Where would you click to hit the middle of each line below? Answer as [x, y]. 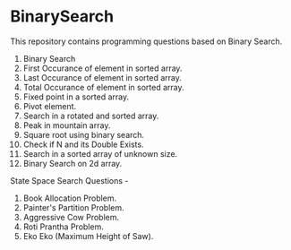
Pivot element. [50, 106]
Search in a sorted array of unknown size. [100, 153]
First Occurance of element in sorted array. [103, 68]
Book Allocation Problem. [70, 198]
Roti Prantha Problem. [63, 227]
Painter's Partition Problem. [73, 207]
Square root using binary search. [84, 134]
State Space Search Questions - [69, 180]
